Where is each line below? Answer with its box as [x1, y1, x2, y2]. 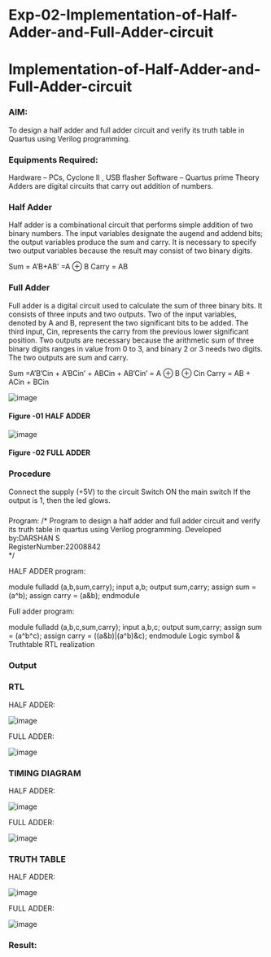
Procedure [8, 468, 51, 479]
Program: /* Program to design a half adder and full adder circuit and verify [8, 515, 260, 526]
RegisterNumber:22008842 [8, 541, 102, 551]
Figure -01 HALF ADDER [8, 411, 91, 421]
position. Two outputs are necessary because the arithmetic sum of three [8, 335, 255, 345]
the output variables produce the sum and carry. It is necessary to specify [8, 238, 257, 247]
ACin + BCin [8, 377, 50, 387]
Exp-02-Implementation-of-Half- [8, 6, 238, 24]
